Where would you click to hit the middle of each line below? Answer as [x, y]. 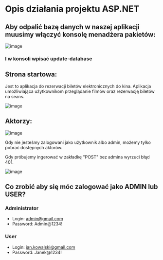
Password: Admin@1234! [37, 224]
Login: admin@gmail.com [37, 219]
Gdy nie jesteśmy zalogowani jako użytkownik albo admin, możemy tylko [78, 142]
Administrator [22, 208]
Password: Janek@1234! [37, 252]
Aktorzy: [19, 121]
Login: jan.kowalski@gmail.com [44, 247]
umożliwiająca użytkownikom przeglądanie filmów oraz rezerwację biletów [80, 91]
